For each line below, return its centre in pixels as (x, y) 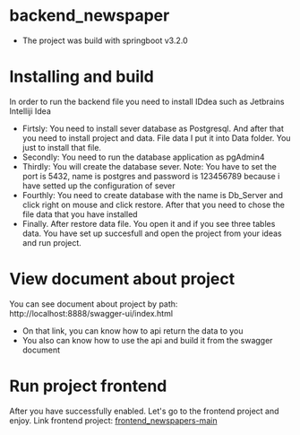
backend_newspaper (90, 16)
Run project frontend (88, 386)
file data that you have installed (80, 214)
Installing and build (82, 77)
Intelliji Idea (30, 111)
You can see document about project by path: (94, 304)
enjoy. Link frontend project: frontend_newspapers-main (113, 420)
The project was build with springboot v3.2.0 (105, 40)
